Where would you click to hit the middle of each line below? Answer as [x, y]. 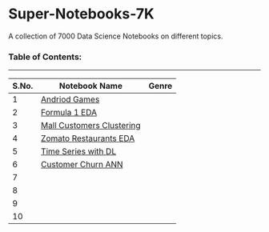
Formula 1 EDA [69, 113]
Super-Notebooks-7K [81, 14]
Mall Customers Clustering [91, 126]
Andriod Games [70, 99]
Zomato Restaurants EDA [88, 138]
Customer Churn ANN [82, 165]
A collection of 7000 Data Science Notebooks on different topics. [116, 36]
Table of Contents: [45, 57]
